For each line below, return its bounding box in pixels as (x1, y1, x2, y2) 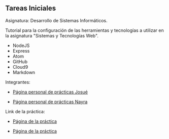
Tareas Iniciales (5, 4, 56, 13)
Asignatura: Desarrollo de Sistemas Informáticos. (5, 17, 108, 23)
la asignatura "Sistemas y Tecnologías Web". (5, 32, 99, 38)
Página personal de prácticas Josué (12, 88, 88, 95)
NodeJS (12, 42, 30, 49)
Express (12, 48, 30, 54)
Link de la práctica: (5, 108, 45, 114)
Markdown (12, 69, 36, 75)
